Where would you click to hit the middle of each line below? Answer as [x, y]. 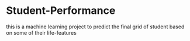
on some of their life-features [42, 32]
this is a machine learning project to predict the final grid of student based [95, 27]
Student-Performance [61, 11]
